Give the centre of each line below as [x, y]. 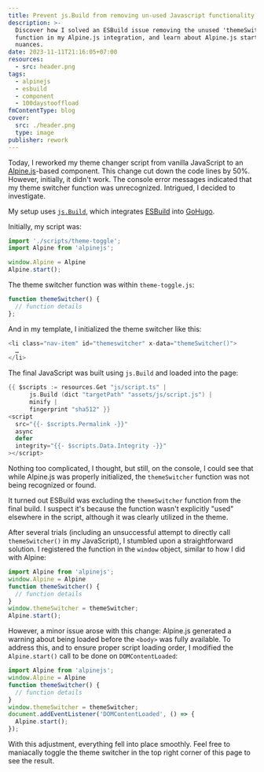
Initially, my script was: [45, 226]
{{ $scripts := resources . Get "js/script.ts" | [88, 388]
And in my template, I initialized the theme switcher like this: [105, 328]
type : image [35, 132]
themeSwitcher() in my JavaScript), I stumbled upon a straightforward [121, 541]
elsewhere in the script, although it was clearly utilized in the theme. [118, 517]
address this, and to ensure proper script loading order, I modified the [121, 648]
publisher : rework [38, 140]
